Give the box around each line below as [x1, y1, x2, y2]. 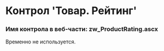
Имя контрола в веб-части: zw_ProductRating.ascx [5, 25, 159, 33]
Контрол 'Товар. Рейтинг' [5, 4, 137, 18]
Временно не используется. [5, 38, 76, 45]
